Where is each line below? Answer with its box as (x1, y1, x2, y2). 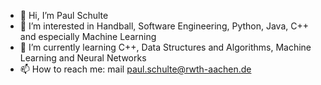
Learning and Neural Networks (19, 52, 147, 64)
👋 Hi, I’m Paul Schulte (19, 10, 109, 21)
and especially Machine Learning (19, 31, 157, 42)
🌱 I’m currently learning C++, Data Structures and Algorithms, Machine (19, 41, 312, 53)
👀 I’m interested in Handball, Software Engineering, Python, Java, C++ (19, 20, 309, 32)
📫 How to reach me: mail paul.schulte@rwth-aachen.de (19, 63, 252, 75)
